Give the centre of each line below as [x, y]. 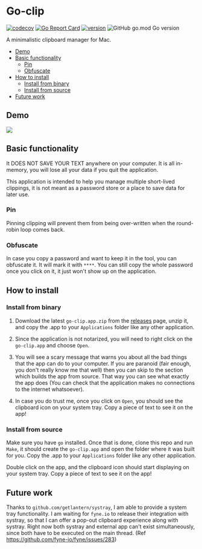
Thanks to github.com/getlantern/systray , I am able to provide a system [96, 507]
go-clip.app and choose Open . [52, 345]
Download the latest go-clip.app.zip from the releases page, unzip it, [102, 321]
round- [185, 223]
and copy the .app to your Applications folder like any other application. [105, 327]
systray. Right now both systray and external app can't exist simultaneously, [101, 526]
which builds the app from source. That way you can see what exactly [102, 376]
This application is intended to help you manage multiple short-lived [90, 181]
